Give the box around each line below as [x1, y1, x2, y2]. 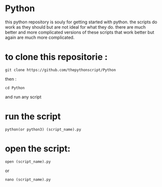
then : [5, 76, 17, 82]
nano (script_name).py [5, 177, 51, 182]
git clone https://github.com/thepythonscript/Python [5, 68, 116, 72]
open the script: [5, 143, 71, 154]
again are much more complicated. [5, 34, 75, 40]
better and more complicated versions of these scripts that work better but [5, 29, 154, 35]
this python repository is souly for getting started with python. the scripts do [5, 19, 158, 25]
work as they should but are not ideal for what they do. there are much [5, 24, 146, 30]
